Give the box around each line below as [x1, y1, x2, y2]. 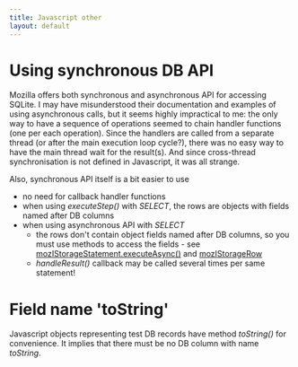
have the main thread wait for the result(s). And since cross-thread [9, 147, 256, 158]
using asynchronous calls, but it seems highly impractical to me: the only [9, 109, 278, 119]
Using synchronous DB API [9, 60, 214, 81]
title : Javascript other [9, 13, 102, 22]
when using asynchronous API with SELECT [22, 220, 186, 231]
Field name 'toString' [9, 299, 170, 319]
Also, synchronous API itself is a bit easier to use [9, 174, 190, 185]
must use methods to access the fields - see [35, 239, 200, 249]
